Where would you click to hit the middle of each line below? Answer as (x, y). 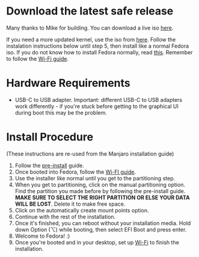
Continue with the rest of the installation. (65, 217)
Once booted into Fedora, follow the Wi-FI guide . (75, 172)
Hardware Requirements (68, 83)
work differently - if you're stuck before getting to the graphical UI (97, 106)
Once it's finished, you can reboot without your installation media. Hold (103, 223)
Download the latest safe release (90, 11)
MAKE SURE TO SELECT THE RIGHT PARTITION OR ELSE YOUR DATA (103, 197)
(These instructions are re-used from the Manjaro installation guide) (90, 154)
